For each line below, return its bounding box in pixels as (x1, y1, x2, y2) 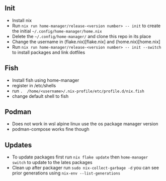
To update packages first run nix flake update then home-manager (12, 154, 148, 160)
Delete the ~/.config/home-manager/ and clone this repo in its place (12, 33, 151, 39)
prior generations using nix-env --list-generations (12, 170, 121, 176)
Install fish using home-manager (12, 77, 79, 83)
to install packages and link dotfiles (12, 49, 86, 55)
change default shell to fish (12, 93, 69, 99)
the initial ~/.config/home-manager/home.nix (12, 28, 102, 34)
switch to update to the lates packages (12, 159, 93, 165)
